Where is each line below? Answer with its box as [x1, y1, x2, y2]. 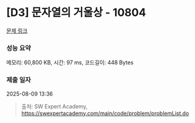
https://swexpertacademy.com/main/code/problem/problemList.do [21, 110, 190, 117]
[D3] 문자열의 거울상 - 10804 [6, 6, 146, 20]
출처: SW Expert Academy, [21, 102, 88, 110]
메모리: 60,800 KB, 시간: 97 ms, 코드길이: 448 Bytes [6, 59, 134, 66]
